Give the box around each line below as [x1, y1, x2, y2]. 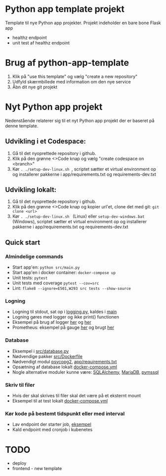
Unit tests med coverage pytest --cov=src [12, 280, 99, 286]
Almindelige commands [5, 253, 63, 260]
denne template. [5, 122, 39, 129]
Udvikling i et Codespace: [5, 137, 86, 146]
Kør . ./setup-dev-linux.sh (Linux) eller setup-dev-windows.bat [12, 213, 145, 219]
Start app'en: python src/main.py [12, 264, 80, 270]
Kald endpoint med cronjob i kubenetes [12, 427, 93, 433]
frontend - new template [12, 466, 62, 472]
